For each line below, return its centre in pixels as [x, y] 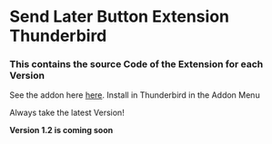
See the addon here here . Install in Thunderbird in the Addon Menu [135, 95]
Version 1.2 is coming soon [61, 130]
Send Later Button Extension [120, 17]
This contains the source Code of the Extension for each [136, 64]
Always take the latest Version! [67, 113]
